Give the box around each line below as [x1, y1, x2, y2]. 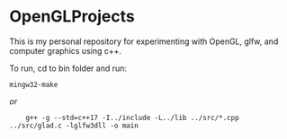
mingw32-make [9, 80, 58, 89]
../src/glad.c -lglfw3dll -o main [9, 121, 139, 130]
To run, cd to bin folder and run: [9, 63, 128, 74]
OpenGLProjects [9, 6, 135, 27]
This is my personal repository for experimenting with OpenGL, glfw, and [9, 36, 279, 47]
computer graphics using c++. [9, 45, 122, 56]
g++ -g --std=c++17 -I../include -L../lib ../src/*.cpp [25, 113, 240, 122]
